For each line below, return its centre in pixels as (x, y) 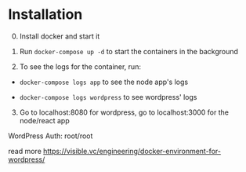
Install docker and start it (60, 36)
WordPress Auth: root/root (51, 136)
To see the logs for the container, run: (80, 66)
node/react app (44, 120)
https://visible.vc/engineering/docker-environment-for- (132, 151)
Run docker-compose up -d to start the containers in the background (129, 51)
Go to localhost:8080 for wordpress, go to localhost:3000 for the (124, 112)
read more (25, 151)
